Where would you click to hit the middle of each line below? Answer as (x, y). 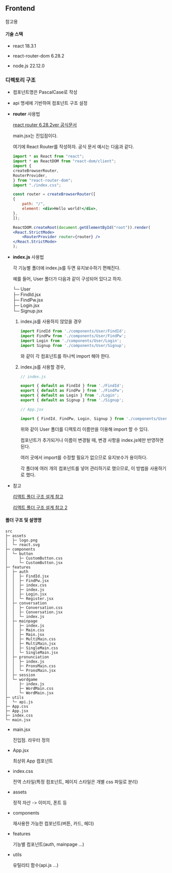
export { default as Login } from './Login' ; (70, 395)
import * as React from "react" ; (48, 157)
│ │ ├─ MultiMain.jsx (31, 644)
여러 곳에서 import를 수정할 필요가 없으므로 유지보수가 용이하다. (84, 457)
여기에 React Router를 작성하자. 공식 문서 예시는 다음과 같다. (73, 147)
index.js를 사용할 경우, (43, 367)
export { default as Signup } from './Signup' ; (72, 400)
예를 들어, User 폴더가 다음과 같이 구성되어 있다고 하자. (68, 279)
